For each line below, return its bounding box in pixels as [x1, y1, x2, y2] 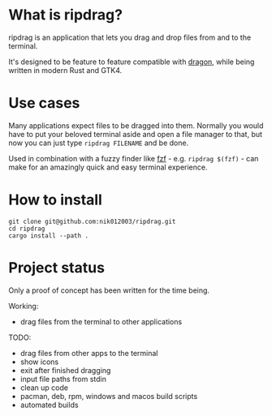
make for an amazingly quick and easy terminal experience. [8, 162, 208, 172]
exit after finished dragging [19, 365, 111, 375]
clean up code [19, 383, 69, 392]
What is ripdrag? [8, 6, 123, 24]
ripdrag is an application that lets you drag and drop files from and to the [8, 32, 252, 42]
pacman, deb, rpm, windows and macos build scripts [19, 391, 198, 401]
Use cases [8, 94, 80, 113]
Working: [8, 301, 39, 311]
